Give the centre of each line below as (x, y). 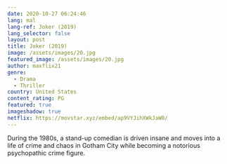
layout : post (26, 40)
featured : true (30, 105)
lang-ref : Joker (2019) (42, 27)
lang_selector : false (39, 33)
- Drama (25, 79)
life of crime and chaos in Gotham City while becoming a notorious (104, 145)
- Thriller (30, 86)
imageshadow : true (34, 111)
